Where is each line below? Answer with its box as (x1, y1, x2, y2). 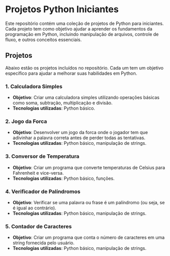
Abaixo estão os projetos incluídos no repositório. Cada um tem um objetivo (5, 65, 164, 71)
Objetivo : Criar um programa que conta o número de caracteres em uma (12, 235, 165, 241)
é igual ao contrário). (12, 205, 57, 211)
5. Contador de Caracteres (5, 222, 72, 230)
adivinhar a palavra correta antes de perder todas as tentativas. (12, 135, 146, 141)
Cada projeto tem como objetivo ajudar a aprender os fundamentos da (5, 25, 153, 31)
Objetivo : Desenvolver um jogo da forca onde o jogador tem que (12, 130, 148, 136)
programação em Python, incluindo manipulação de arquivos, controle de (5, 31, 159, 37)
